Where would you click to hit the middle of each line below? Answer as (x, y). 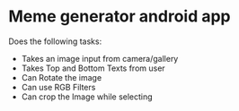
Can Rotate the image (62, 77)
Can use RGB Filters (58, 87)
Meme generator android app (119, 17)
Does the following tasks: (55, 41)
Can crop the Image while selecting (87, 97)
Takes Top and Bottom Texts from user (93, 68)
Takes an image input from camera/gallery (100, 58)
